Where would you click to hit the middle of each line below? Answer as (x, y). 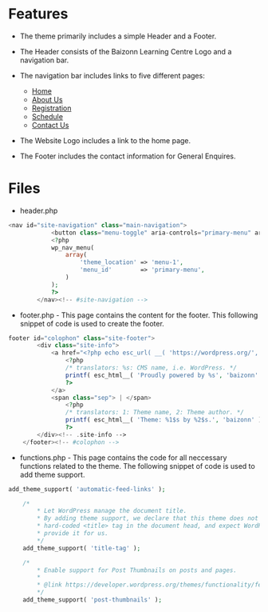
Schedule (47, 116)
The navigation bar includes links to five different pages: (112, 75)
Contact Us (50, 125)
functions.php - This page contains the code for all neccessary (123, 458)
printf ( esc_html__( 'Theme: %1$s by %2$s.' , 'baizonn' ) (164, 420)
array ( (76, 255)
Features (38, 14)
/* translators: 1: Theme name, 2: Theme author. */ (155, 413)
